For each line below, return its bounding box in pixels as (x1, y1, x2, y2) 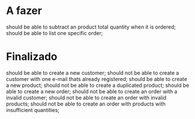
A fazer (6, 4, 42, 17)
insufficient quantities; (6, 106, 60, 113)
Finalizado (6, 50, 57, 64)
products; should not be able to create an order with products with (6, 100, 166, 107)
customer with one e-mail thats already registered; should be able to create (6, 75, 187, 82)
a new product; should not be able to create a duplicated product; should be (6, 82, 190, 89)
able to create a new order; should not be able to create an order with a (6, 87, 177, 94)
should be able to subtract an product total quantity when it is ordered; (6, 23, 176, 30)
